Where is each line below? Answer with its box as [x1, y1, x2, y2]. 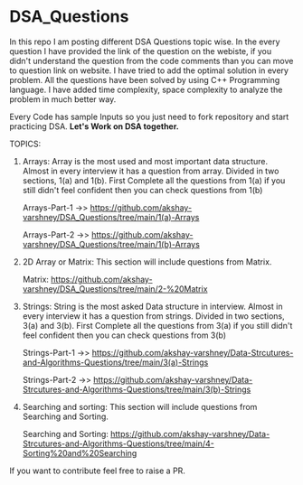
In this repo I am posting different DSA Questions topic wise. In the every [9, 36, 280, 47]
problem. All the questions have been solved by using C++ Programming [9, 74, 280, 85]
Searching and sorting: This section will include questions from [22, 401, 258, 412]
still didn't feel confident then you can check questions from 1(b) [22, 184, 263, 195]
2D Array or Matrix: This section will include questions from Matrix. [22, 256, 272, 267]
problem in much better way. [9, 93, 117, 105]
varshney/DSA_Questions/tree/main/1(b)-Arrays [22, 238, 201, 249]
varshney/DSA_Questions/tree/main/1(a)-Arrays [22, 211, 200, 222]
